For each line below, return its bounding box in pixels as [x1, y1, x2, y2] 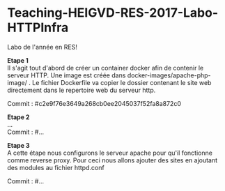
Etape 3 [7, 141, 30, 149]
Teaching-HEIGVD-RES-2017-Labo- [7, 5, 219, 21]
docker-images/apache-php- [127, 71, 211, 79]
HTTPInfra [7, 20, 69, 36]
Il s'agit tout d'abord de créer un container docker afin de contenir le [7, 63, 204, 72]
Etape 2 [7, 113, 30, 121]
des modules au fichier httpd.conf [7, 163, 104, 171]
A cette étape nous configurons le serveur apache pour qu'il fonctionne [7, 148, 212, 157]
